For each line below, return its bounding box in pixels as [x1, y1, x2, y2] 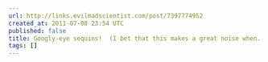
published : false [8, 27, 67, 35]
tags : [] [8, 42, 38, 50]
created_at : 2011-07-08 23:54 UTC [8, 19, 125, 27]
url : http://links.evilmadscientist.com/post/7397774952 [8, 11, 204, 20]
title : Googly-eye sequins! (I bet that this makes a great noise [8, 34, 240, 43]
